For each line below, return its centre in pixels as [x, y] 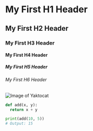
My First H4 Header [27, 55]
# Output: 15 [19, 124]
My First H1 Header [46, 9]
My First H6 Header [26, 80]
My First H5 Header [26, 67]
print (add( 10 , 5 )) [25, 119]
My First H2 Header [37, 28]
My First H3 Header [30, 43]
